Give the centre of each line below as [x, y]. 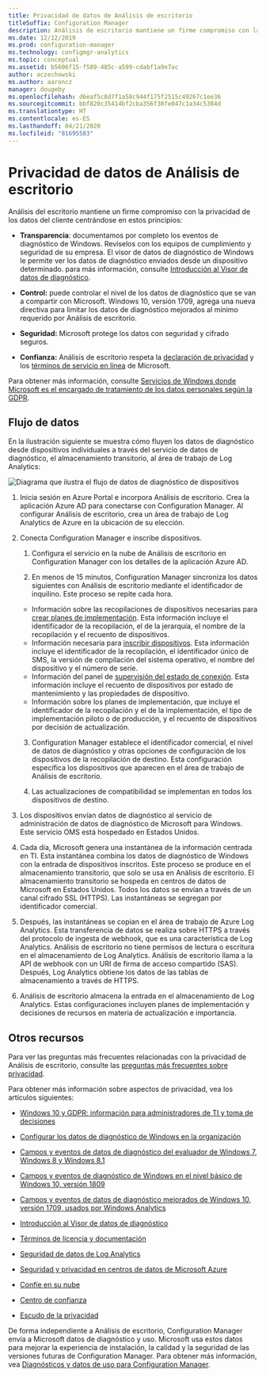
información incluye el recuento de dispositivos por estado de [132, 685]
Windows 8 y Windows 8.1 [62, 1161]
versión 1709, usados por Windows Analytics [93, 1208]
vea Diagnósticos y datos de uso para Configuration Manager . [109, 1364]
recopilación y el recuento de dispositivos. [101, 635]
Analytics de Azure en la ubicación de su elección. [102, 523]
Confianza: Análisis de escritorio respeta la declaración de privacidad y [137, 357]
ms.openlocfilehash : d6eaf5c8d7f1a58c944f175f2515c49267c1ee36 [115, 97]
